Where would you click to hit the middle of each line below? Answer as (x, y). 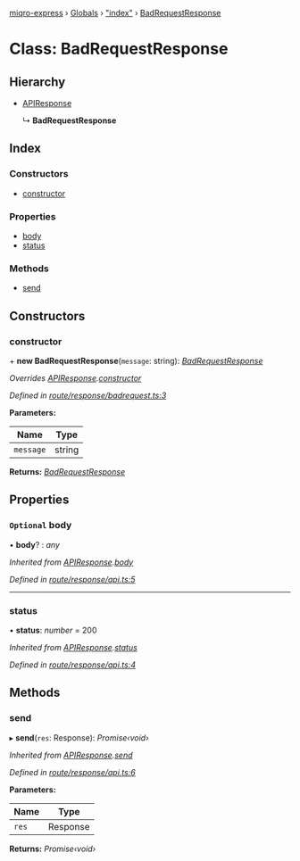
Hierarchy (37, 82)
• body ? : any (35, 544)
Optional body (41, 526)
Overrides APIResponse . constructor (75, 377)
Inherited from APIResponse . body (71, 562)
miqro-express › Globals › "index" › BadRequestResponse (115, 13)
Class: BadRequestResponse (119, 49)
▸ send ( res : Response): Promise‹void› (79, 737)
